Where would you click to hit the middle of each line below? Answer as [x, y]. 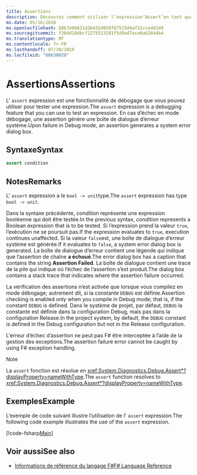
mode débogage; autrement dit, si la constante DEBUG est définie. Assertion [96, 293]
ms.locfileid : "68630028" [38, 55]
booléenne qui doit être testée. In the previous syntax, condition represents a [98, 220]
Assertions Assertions [61, 84]
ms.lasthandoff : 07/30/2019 [40, 50]
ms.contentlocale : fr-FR [36, 45]
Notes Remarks [34, 181]
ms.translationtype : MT [35, 39]
